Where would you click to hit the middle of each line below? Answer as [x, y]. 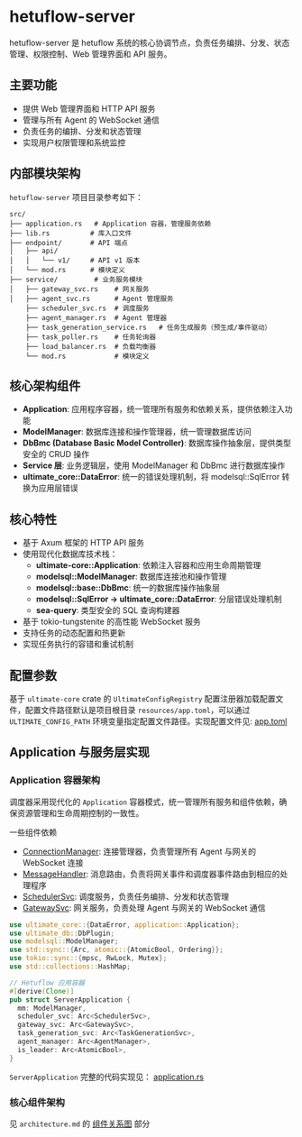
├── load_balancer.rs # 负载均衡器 [91, 346]
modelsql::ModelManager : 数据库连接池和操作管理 [131, 577]
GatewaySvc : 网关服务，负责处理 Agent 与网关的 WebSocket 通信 [144, 907]
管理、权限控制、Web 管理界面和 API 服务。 [91, 54]
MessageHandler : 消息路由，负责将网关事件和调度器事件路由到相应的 [151, 874]
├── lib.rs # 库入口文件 [71, 233]
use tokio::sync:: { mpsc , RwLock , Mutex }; [88, 958]
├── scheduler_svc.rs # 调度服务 [88, 308]
